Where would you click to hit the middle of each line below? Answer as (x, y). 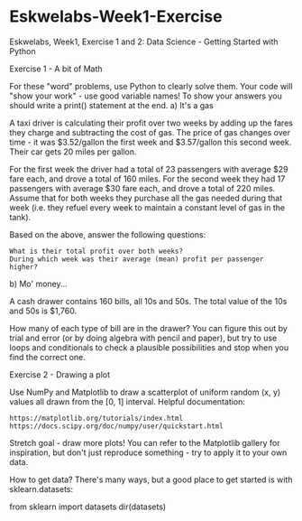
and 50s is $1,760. (43, 311)
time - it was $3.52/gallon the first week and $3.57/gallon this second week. (151, 142)
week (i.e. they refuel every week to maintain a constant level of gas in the (147, 207)
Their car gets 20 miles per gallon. (73, 152)
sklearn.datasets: (41, 488)
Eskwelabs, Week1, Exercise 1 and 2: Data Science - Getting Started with (144, 42)
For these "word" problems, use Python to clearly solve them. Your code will (151, 86)
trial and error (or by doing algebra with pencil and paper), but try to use (143, 338)
